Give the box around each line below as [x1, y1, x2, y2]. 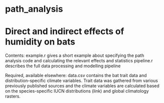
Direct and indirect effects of [5, 26, 124, 37]
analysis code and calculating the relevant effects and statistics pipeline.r [5, 58, 153, 64]
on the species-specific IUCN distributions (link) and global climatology [5, 88, 149, 94]
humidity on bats [5, 36, 75, 48]
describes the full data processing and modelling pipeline [5, 63, 121, 69]
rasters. [5, 93, 21, 99]
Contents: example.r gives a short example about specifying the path [5, 52, 144, 58]
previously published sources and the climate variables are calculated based [5, 83, 160, 89]
